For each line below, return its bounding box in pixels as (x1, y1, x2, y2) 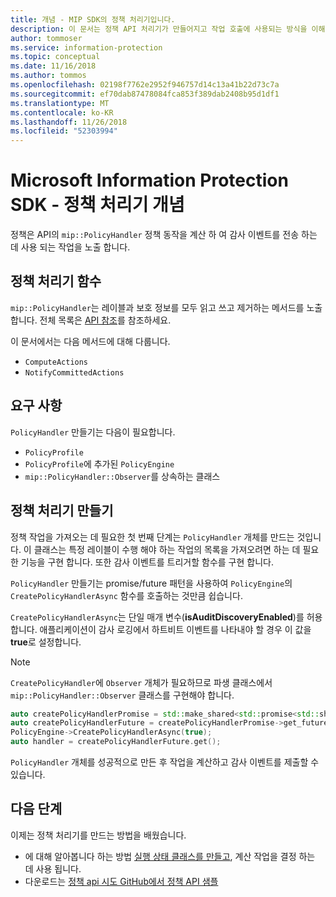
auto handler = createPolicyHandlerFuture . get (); (10, 737, 222, 747)
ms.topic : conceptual (10, 52, 101, 62)
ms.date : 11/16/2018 (10, 61, 97, 71)
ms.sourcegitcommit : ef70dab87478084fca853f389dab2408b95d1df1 (10, 89, 280, 99)
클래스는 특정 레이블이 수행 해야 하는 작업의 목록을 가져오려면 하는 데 (33, 543, 301, 555)
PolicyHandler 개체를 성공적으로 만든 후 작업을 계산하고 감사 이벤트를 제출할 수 (10, 756, 320, 768)
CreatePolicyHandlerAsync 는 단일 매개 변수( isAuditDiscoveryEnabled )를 (10, 611, 305, 623)
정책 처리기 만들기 (10, 502, 114, 520)
